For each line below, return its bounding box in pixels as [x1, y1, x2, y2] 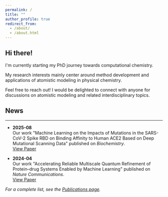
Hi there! [5, 49, 33, 57]
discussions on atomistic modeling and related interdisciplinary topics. [5, 92, 150, 98]
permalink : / [5, 7, 32, 12]
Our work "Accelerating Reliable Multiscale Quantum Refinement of [12, 161, 151, 167]
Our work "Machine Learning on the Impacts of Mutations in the [12, 130, 144, 136]
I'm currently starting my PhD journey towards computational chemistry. [5, 62, 153, 68]
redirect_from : [5, 21, 37, 26]
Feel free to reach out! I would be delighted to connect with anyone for [5, 87, 150, 93]
